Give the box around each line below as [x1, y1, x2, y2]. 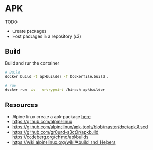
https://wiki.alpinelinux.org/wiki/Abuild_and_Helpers [12, 139, 116, 145]
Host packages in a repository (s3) [12, 33, 81, 39]
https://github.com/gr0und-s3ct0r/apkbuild [12, 129, 99, 135]
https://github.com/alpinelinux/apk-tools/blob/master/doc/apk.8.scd [12, 124, 148, 130]
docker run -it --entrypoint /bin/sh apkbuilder [5, 88, 105, 92]
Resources [5, 101, 38, 109]
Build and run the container [5, 60, 60, 66]
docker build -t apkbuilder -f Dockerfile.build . [5, 74, 109, 79]
